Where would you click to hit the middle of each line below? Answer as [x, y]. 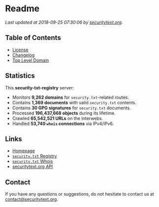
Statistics [20, 76]
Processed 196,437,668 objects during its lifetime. [64, 113]
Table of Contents [33, 38]
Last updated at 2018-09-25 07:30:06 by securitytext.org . [64, 22]
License [20, 49]
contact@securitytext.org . [32, 199]
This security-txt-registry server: [40, 87]
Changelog [23, 55]
